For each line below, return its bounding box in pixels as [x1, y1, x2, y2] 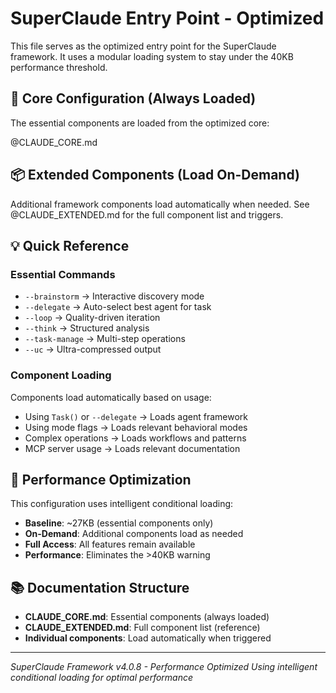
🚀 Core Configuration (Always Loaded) [10, 90, 257, 107]
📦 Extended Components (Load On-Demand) [10, 167, 300, 184]
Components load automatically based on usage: [10, 391, 212, 403]
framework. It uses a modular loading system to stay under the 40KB [10, 50, 294, 62]
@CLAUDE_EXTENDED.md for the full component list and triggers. [10, 208, 284, 221]
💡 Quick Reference [10, 237, 130, 254]
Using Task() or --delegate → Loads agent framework [24, 410, 248, 422]
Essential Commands [10, 267, 116, 281]
